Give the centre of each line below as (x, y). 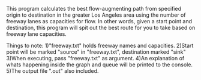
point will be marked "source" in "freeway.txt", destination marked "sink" (96, 52)
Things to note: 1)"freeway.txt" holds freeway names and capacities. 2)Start (100, 45)
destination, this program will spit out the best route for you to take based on (101, 27)
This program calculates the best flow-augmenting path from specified (94, 9)
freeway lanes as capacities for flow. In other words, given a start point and (99, 21)
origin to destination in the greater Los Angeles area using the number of (96, 15)
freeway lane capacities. (37, 34)
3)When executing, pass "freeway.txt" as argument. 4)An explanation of (95, 58)
